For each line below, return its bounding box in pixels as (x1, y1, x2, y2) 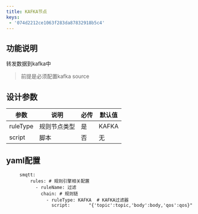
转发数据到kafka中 (6, 60, 52, 67)
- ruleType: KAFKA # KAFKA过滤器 (46, 197, 129, 203)
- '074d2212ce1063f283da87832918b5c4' (8, 20, 105, 26)
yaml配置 (6, 156, 40, 166)
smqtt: (19, 172, 36, 178)
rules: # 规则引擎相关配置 (30, 178, 90, 184)
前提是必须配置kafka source (20, 73, 90, 80)
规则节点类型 (39, 122, 76, 131)
